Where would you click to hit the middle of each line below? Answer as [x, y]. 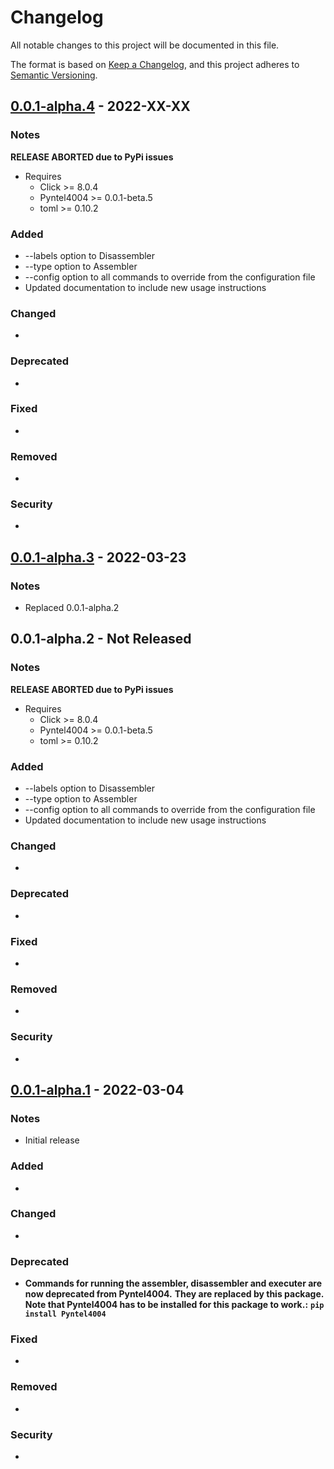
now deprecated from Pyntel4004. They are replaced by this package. [174, 1294]
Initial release [52, 1140]
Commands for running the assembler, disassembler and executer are [173, 1283]
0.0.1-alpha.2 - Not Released [101, 639]
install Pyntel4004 [65, 1314]
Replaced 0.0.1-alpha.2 [72, 608]
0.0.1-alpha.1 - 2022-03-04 [97, 1089]
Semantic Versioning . [54, 75]
